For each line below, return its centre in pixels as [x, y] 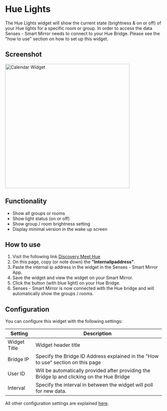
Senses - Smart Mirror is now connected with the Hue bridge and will [83, 288]
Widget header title [58, 345]
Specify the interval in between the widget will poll [94, 385]
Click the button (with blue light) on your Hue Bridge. [66, 283]
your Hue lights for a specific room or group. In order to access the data [79, 28]
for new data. [51, 391]
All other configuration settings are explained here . [57, 404]
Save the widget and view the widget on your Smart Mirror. [73, 278]
